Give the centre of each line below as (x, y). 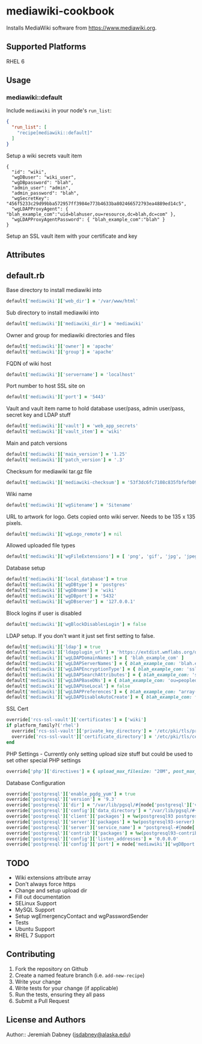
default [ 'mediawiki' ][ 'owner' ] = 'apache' (60, 346)
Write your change (38, 981)
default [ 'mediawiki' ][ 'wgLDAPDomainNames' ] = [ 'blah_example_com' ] (95, 658)
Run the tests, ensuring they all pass (60, 995)
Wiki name (19, 494)
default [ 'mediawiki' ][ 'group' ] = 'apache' (60, 352)
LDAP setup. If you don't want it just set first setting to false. (81, 635)
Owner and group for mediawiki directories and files (71, 335)
